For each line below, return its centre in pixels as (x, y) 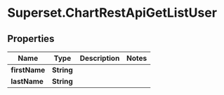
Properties (31, 39)
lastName (27, 81)
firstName (28, 70)
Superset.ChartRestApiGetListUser (112, 13)
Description (100, 58)
